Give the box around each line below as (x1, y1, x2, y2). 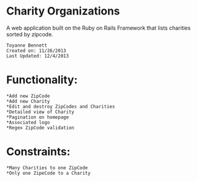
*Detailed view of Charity (6, 109, 75, 115)
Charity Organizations (6, 4, 120, 18)
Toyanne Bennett (6, 42, 47, 48)
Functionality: (6, 73, 78, 87)
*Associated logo (6, 119, 50, 125)
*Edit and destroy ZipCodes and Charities (6, 103, 115, 109)
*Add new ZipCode (6, 93, 50, 99)
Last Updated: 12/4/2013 (6, 53, 69, 59)
